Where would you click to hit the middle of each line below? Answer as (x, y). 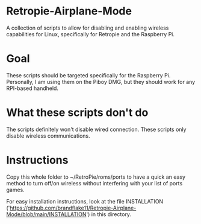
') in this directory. (109, 214)
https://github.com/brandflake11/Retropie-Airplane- (73, 208)
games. (16, 190)
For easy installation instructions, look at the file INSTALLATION (85, 201)
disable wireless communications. (48, 136)
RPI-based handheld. (32, 88)
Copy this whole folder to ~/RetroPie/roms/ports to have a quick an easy (96, 177)
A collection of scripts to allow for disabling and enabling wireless (88, 28)
